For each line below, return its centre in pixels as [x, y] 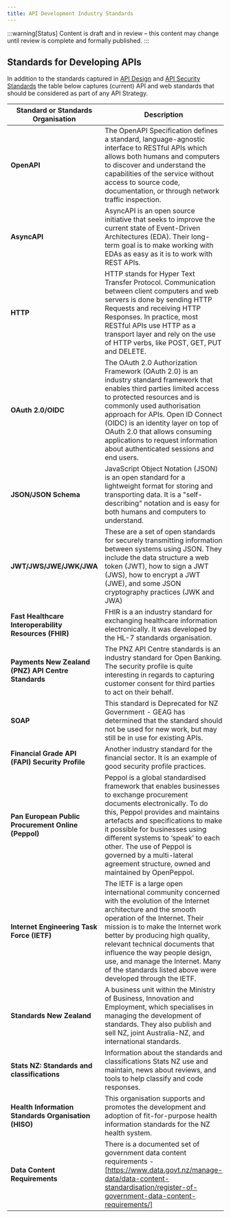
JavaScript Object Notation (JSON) [161, 469]
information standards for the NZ [157, 1124]
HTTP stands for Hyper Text [150, 274]
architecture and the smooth [150, 910]
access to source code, [142, 182]
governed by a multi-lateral [149, 855]
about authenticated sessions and [159, 449]
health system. [128, 1133]
